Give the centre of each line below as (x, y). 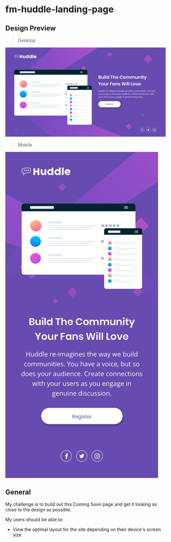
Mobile (25, 145)
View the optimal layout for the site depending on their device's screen (87, 530)
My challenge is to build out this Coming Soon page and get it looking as (81, 504)
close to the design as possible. (38, 510)
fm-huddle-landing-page (60, 9)
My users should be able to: (34, 520)
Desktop (26, 40)
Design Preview (31, 28)
